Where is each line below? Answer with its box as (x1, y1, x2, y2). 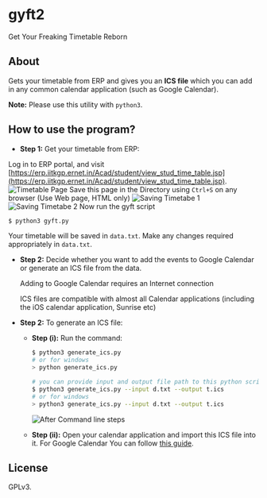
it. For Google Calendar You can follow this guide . (31, 438, 195, 448)
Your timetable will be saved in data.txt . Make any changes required (8, 231, 234, 241)
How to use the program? (8, 123, 136, 137)
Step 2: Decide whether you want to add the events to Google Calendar (19, 255, 254, 264)
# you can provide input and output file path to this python (31, 378, 242, 386)
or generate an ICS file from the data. (19, 264, 142, 273)
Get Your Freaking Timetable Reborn (8, 32, 128, 41)
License (8, 461, 48, 474)
